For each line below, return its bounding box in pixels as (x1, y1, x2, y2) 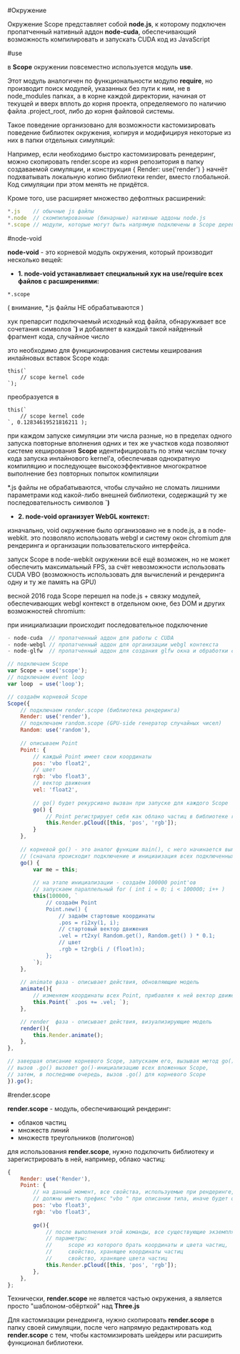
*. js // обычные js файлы (7, 208, 94, 215)
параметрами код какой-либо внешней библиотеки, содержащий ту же (7, 491, 227, 499)
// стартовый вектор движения (58, 926, 149, 933)
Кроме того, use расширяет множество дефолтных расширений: (7, 194, 206, 202)
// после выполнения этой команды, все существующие (45, 1228, 206, 1235)
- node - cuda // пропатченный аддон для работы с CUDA (7, 634, 174, 641)
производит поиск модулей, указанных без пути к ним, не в (7, 84, 191, 92)
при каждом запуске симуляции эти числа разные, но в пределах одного (7, 431, 232, 440)
